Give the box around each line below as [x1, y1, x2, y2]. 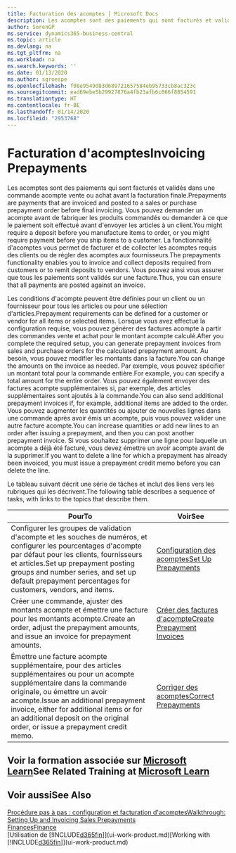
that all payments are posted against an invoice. [7, 281, 145, 289]
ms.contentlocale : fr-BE [7, 102, 80, 109]
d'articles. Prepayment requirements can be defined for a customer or [7, 309, 209, 317]
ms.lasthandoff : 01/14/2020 [7, 108, 90, 115]
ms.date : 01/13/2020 [7, 69, 68, 76]
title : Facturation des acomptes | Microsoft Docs [7, 10, 159, 18]
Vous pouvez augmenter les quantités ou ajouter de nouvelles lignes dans [7, 406, 221, 415]
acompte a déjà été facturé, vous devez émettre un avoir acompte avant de [7, 444, 225, 452]
